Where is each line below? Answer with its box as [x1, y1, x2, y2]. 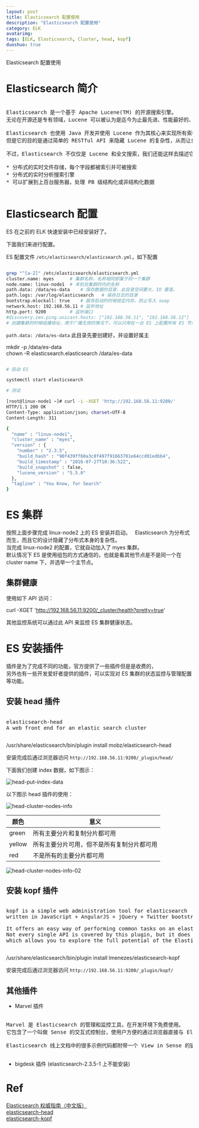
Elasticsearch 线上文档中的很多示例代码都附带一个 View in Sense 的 [6, 1043, 191, 1049]
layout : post [6, 8, 38, 15]
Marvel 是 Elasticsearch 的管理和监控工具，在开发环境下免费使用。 [6, 1022, 184, 1028]
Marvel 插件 [14, 1003, 44, 1010]
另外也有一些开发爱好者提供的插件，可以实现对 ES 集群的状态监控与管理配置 [6, 670, 192, 677]
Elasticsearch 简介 [6, 82, 98, 96]
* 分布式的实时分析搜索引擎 [6, 171, 75, 178]
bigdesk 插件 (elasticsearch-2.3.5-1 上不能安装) [14, 1060, 130, 1067]
